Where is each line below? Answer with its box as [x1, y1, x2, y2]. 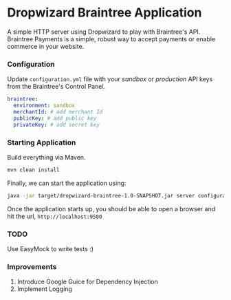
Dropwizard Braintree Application [7, 5, 202, 21]
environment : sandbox [13, 102, 76, 109]
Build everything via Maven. [7, 153, 86, 161]
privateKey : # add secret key [13, 121, 100, 128]
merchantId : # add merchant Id [13, 108, 103, 115]
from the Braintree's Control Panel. [7, 83, 105, 91]
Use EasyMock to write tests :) [7, 244, 94, 253]
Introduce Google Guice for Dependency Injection [16, 277, 158, 286]
